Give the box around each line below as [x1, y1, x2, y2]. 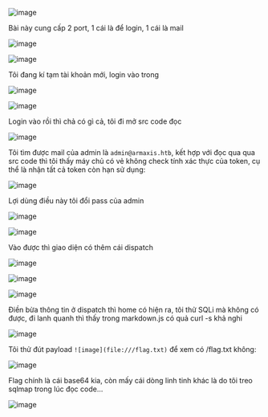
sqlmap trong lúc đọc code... [8, 384, 104, 394]
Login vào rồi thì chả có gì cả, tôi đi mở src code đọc [8, 117, 182, 126]
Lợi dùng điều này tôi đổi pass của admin [8, 196, 144, 205]
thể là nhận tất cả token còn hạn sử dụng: [8, 165, 146, 174]
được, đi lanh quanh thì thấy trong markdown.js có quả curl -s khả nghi [8, 313, 243, 323]
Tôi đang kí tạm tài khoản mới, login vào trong [8, 70, 159, 80]
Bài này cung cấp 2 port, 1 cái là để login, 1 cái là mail [8, 23, 185, 32]
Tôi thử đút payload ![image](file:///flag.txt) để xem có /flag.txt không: [8, 345, 257, 354]
